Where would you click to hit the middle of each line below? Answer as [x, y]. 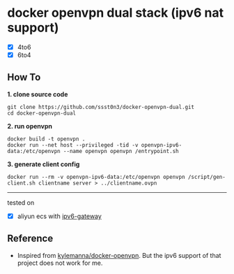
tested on [21, 202]
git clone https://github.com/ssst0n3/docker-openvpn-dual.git [101, 107]
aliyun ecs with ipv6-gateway [60, 216]
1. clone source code [38, 94]
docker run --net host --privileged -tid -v [73, 145]
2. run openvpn [30, 126]
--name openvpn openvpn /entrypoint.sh [121, 151]
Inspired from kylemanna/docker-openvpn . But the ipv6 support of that [119, 255]
